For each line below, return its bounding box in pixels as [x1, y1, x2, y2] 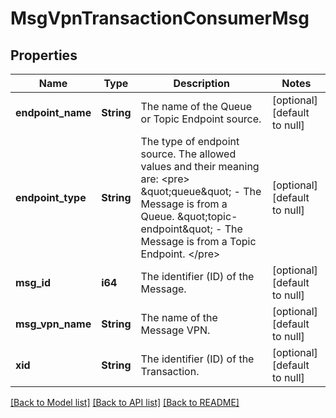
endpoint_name [15, 106, 92, 119]
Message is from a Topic [140, 235, 257, 248]
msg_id [15, 276, 51, 289]
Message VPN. [140, 323, 211, 337]
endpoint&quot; [140, 222, 213, 236]
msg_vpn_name [15, 317, 92, 331]
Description [173, 77, 230, 90]
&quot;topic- [176, 210, 238, 223]
